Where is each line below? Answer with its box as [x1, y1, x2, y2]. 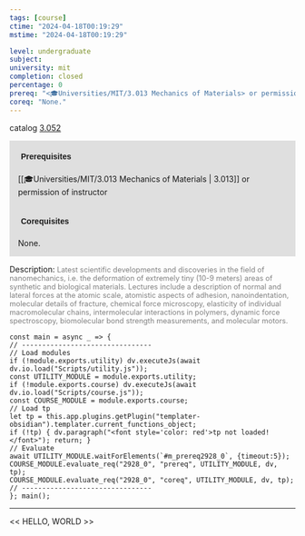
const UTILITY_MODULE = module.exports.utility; [9, 372, 197, 382]
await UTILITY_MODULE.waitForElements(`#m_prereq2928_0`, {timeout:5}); [9, 452, 290, 461]
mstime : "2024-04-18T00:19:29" [9, 30, 128, 39]
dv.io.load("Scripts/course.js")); [9, 388, 144, 397]
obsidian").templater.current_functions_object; [9, 420, 197, 429]
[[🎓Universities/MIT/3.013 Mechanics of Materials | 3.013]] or [17, 174, 250, 184]
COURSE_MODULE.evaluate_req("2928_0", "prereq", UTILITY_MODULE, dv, [9, 460, 279, 469]
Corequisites [21, 215, 70, 226]
